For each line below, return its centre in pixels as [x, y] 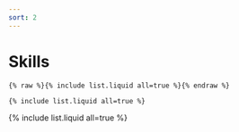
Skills [29, 61]
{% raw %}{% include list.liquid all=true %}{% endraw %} [119, 86]
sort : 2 [23, 17]
